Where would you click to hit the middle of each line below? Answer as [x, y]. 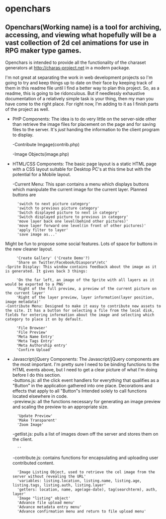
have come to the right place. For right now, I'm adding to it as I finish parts [82, 104]
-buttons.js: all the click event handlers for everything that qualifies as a [85, 380]
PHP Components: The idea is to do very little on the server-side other [84, 119]
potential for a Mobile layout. [41, 174]
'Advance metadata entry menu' [49, 507]
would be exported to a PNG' [35, 284]
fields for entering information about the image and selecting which [80, 315]
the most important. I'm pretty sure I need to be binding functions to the [86, 364]
